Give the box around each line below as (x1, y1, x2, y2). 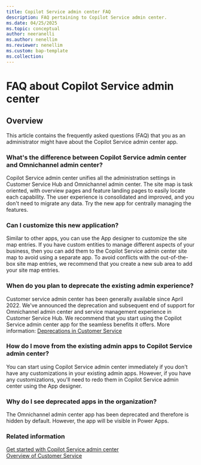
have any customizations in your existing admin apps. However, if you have (6, 370, 191, 377)
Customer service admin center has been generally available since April (6, 295, 184, 302)
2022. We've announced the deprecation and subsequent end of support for (6, 301, 195, 309)
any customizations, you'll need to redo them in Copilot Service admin (6, 376, 179, 383)
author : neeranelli (6, 31, 55, 37)
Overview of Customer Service (6, 452, 83, 460)
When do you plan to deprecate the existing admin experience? (6, 281, 194, 290)
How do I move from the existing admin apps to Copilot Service (6, 342, 193, 350)
